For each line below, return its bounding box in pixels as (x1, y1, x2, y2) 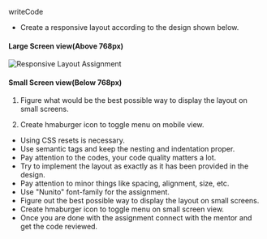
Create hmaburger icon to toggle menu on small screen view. (19, 204, 225, 214)
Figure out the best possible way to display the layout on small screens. (19, 196, 260, 206)
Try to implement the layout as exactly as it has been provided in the (19, 161, 249, 171)
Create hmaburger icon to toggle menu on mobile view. (19, 120, 205, 130)
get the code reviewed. (19, 222, 98, 232)
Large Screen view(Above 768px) (8, 41, 124, 51)
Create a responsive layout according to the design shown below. (19, 23, 239, 32)
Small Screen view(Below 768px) (8, 77, 123, 87)
